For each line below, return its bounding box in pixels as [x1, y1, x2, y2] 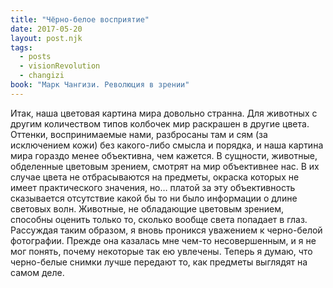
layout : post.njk [10, 33, 83, 43]
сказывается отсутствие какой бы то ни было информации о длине [10, 192, 298, 204]
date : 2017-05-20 [10, 24, 83, 34]
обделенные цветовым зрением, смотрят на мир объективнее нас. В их [10, 160, 320, 172]
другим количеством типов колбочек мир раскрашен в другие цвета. [10, 117, 310, 130]
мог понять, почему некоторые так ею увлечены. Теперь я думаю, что [10, 245, 313, 257]
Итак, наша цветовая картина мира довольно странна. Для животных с [10, 107, 318, 119]
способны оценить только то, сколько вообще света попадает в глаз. [10, 213, 308, 225]
